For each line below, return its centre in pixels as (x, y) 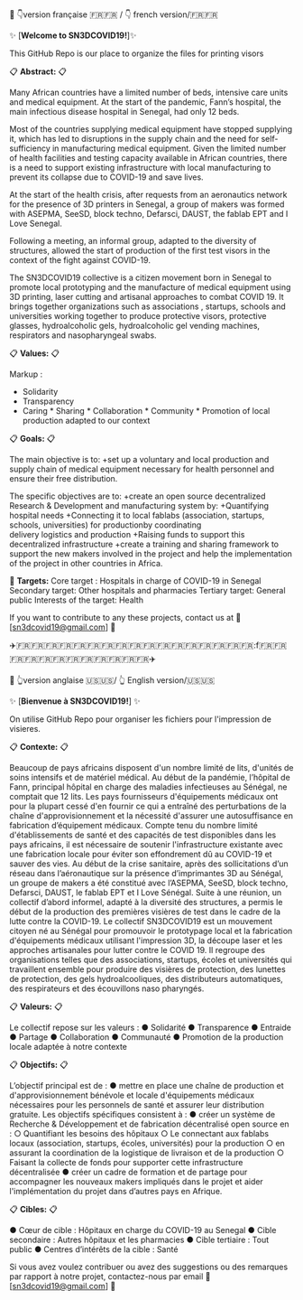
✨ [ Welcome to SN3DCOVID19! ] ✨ (73, 35)
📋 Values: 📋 (35, 353)
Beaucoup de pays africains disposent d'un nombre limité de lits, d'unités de (152, 767)
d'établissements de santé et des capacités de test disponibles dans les (143, 835)
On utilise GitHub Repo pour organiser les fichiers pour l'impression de (141, 719)
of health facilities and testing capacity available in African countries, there (148, 158)
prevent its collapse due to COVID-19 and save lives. (107, 177)
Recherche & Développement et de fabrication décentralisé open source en (150, 1124)
